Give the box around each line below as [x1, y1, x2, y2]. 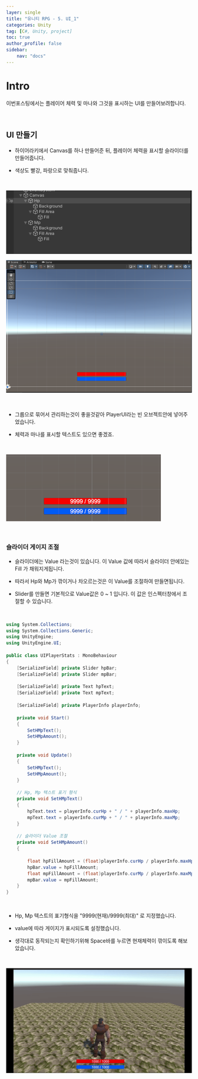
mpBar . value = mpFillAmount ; [27, 877, 99, 883]
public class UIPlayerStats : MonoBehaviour [6, 653, 117, 659]
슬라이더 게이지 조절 [6, 543, 60, 552]
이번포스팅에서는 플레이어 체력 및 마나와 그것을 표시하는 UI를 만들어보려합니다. [6, 99, 186, 106]
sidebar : [6, 47, 28, 53]
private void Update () [16, 752, 72, 758]
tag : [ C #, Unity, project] [6, 28, 72, 34]
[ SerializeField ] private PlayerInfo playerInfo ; [16, 703, 141, 709]
